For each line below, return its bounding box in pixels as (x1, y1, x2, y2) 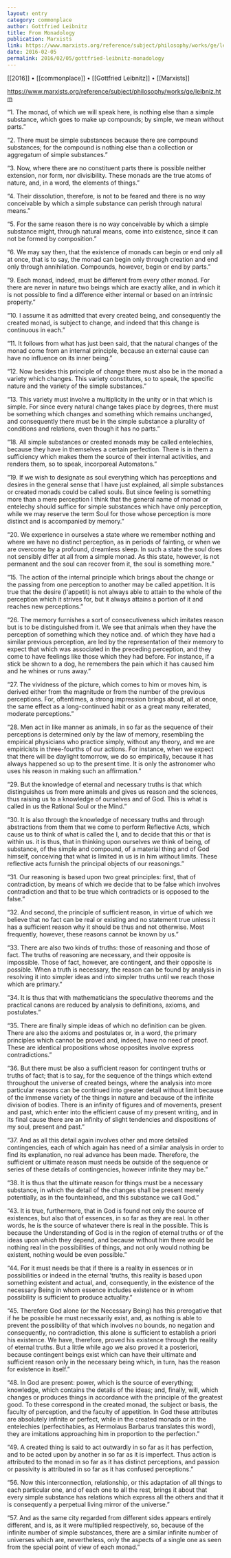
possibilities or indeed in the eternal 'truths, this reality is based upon (7, 1271, 203, 1279)
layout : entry (7, 10, 48, 17)
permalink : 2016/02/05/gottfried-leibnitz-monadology (7, 55, 165, 62)
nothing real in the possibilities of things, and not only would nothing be (7, 1243, 210, 1251)
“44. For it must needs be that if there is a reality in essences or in (7, 1264, 194, 1272)
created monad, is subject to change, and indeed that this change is (7, 318, 199, 327)
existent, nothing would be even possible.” (7, 1250, 127, 1258)
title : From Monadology (7, 29, 76, 37)
